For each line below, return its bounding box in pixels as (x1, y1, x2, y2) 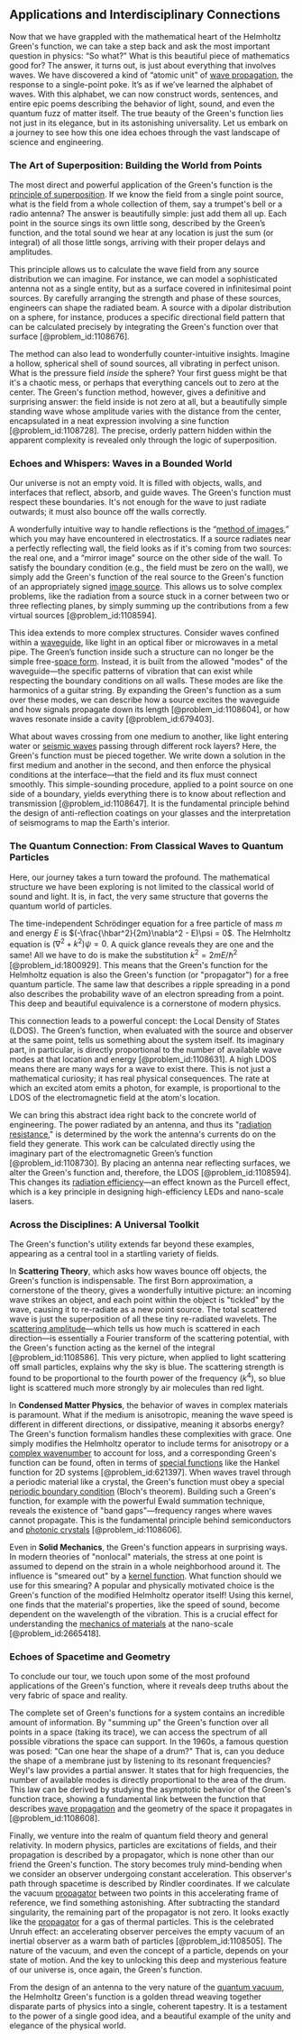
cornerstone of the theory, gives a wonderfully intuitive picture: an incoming (9, 1285, 292, 1296)
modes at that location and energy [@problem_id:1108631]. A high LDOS (9, 1054, 277, 1065)
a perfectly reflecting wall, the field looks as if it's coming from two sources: (9, 543, 292, 553)
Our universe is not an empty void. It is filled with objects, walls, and (9, 478, 262, 489)
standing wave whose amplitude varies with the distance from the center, (9, 406, 282, 417)
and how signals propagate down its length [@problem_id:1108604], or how (9, 704, 290, 715)
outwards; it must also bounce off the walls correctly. (9, 507, 207, 517)
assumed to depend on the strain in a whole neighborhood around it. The (9, 1560, 281, 1571)
